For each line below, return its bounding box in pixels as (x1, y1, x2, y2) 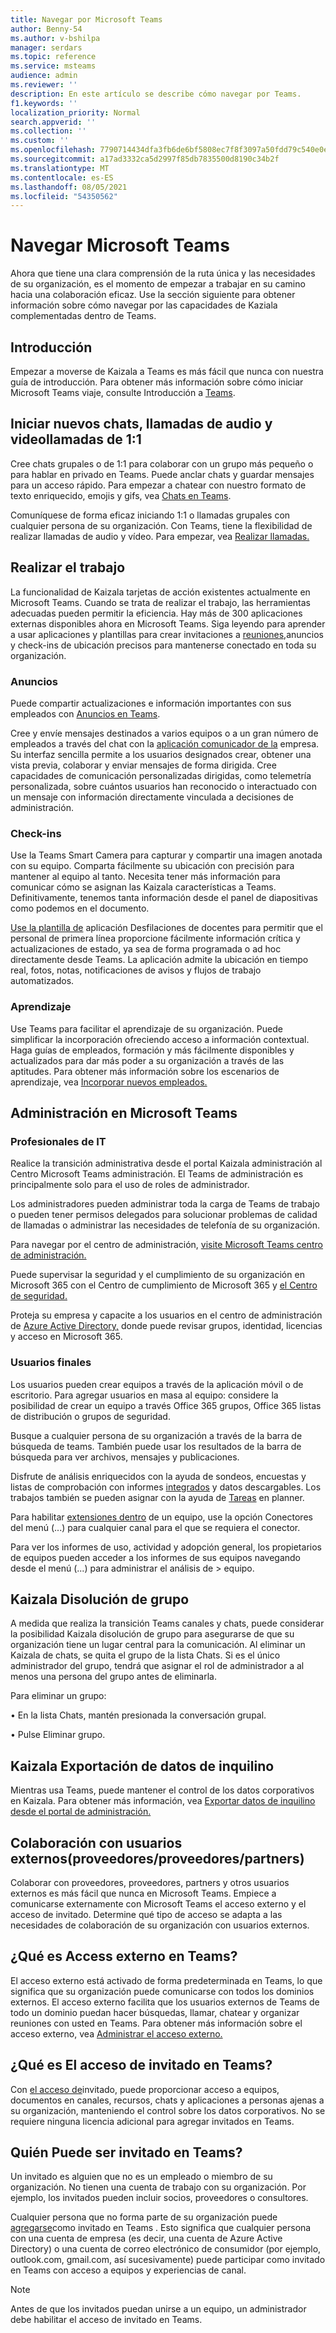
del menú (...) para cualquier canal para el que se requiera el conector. (10, 1521, 301, 1533)
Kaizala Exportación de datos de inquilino (10, 1757, 275, 1775)
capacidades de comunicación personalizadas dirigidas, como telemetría (10, 769, 312, 781)
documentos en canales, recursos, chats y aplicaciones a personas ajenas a (10, 2094, 325, 2106)
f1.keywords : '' (10, 98, 78, 108)
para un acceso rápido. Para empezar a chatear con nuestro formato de (10, 479, 307, 491)
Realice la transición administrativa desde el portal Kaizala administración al (10, 1157, 323, 1170)
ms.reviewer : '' (10, 80, 78, 90)
